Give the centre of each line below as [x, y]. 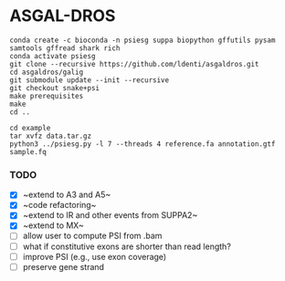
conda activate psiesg [53, 56]
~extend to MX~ [53, 225]
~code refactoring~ [59, 205]
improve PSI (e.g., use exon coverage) [95, 256]
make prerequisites [47, 96]
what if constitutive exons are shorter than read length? [127, 246]
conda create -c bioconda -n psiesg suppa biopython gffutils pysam [142, 40]
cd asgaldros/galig [47, 72]
